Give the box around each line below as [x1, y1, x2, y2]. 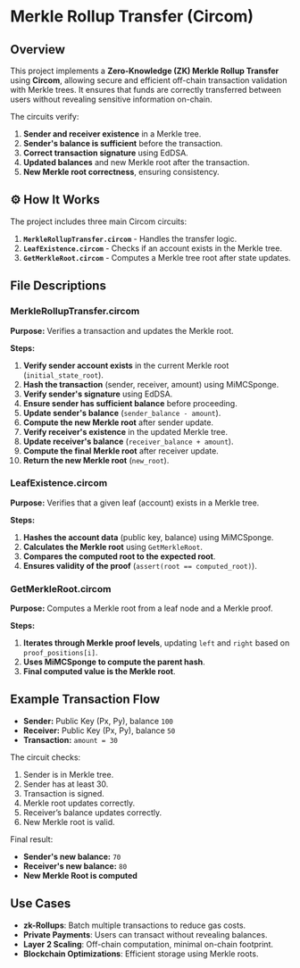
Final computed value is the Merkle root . [22, 666, 176, 677]
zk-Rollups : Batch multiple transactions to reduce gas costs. [22, 920, 246, 930]
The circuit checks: [10, 752, 81, 763]
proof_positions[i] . [22, 647, 98, 658]
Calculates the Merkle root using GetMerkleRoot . [22, 541, 204, 552]
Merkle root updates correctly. [22, 797, 136, 808]
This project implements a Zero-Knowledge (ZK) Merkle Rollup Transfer [10, 65, 279, 76]
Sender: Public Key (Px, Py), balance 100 [22, 715, 173, 726]
